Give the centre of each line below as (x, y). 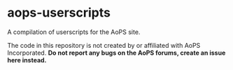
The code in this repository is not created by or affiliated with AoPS (104, 45)
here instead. (27, 60)
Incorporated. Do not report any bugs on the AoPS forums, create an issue (116, 53)
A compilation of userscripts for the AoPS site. (74, 32)
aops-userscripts (59, 13)
